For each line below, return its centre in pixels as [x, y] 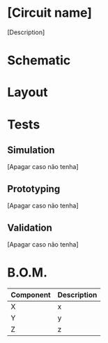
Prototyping [34, 189]
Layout [28, 93]
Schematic [39, 60]
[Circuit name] [50, 13]
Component [31, 295]
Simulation [31, 150]
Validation [30, 227]
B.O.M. [27, 273]
